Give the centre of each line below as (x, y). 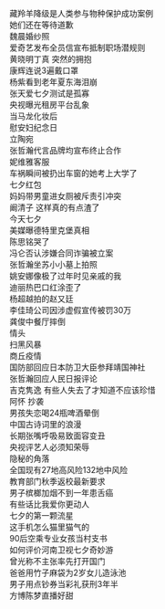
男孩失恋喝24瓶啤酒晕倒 (55, 413)
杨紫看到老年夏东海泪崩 (53, 82)
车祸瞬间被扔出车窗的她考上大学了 (73, 173)
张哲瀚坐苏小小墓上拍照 (53, 264)
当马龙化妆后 (33, 116)
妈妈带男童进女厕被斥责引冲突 (65, 196)
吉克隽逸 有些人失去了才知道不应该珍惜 (82, 390)
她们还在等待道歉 (41, 25)
